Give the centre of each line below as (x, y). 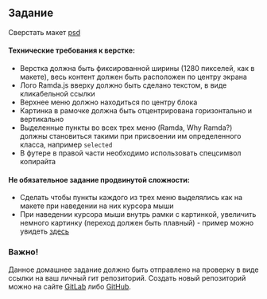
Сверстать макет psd (44, 32)
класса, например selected (66, 145)
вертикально (42, 120)
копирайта (38, 162)
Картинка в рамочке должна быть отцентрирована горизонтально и (136, 111)
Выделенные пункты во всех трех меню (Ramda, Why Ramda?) (126, 128)
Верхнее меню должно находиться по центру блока (108, 102)
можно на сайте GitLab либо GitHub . (70, 286)
